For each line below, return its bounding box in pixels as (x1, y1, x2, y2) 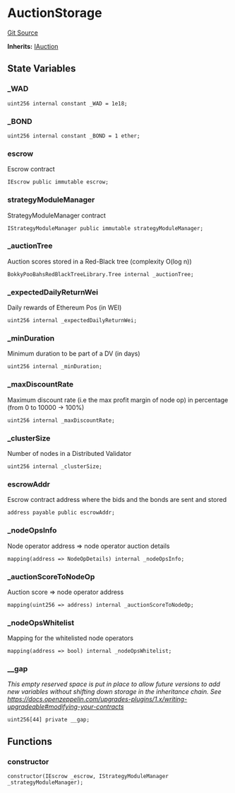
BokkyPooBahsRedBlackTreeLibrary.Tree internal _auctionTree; (7, 270, 194, 278)
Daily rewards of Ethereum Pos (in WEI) (7, 303, 122, 312)
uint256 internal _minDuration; (7, 363, 102, 370)
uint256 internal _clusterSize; (7, 463, 102, 470)
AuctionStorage (7, 5, 102, 21)
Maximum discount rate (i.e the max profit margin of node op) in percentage (7, 395, 229, 404)
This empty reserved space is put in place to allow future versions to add (7, 680, 221, 688)
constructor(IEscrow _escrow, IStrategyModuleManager (7, 773, 169, 780)
